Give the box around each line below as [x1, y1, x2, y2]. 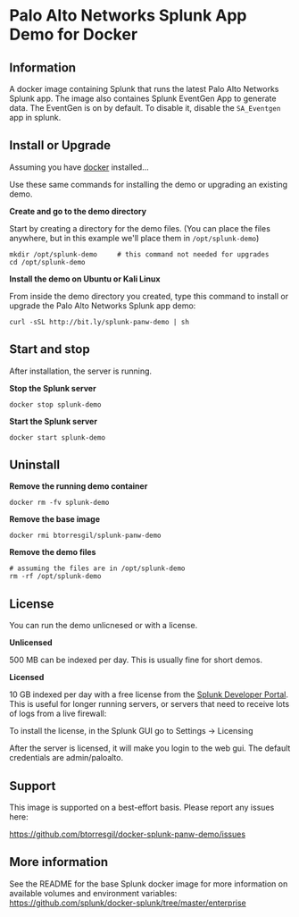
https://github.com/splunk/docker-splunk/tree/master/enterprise [9, 897, 247, 908]
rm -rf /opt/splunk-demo [9, 572, 102, 581]
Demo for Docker [9, 24, 138, 45]
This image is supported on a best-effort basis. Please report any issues [9, 802, 275, 813]
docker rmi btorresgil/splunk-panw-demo [9, 531, 162, 541]
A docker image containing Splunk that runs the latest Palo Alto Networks [9, 84, 279, 94]
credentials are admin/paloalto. [9, 753, 123, 763]
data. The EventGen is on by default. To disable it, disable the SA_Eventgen [9, 103, 281, 113]
